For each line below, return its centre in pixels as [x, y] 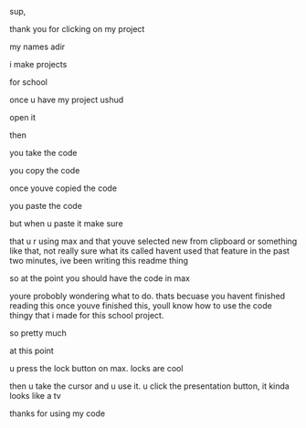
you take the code [43, 153]
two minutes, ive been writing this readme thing [99, 261]
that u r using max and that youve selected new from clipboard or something [153, 241]
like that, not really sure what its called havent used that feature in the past [150, 251]
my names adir [37, 47]
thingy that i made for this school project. [87, 315]
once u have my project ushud [67, 99]
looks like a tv [35, 396]
